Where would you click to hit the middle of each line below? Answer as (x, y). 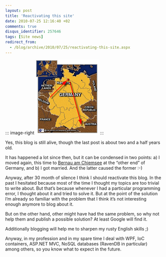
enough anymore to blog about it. (39, 204)
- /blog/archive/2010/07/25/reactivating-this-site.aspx (70, 47)
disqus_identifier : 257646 (33, 32)
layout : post (19, 10)
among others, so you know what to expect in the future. (63, 249)
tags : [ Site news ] (24, 37)
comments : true (21, 26)
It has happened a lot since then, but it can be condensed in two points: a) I (83, 157)
